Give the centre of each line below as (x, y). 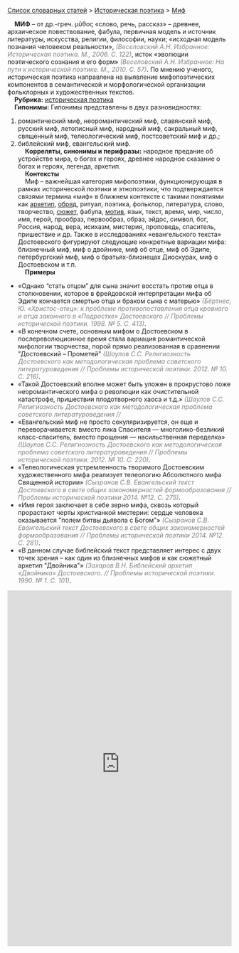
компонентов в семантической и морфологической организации (106, 84)
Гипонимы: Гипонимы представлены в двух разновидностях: (108, 107)
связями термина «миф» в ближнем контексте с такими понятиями (121, 196)
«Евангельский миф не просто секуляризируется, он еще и (108, 422)
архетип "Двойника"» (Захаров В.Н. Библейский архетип (105, 565)
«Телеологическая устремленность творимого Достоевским (111, 467)
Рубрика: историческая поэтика (64, 100)
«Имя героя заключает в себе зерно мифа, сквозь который (108, 505)
